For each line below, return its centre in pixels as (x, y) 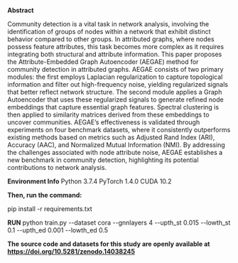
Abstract (21, 10)
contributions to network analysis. (57, 167)
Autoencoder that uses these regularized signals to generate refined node (115, 100)
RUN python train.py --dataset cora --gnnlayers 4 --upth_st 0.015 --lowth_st (119, 222)
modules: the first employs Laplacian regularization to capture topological (115, 77)
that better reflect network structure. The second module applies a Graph (115, 92)
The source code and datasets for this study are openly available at (109, 244)
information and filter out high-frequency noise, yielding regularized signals (118, 84)
